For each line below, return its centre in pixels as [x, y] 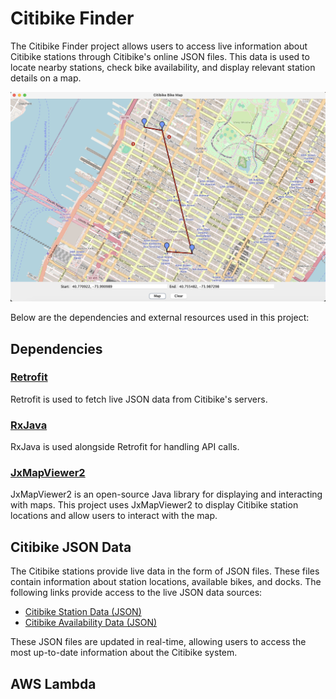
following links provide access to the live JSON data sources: [136, 593]
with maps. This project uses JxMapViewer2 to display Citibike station [154, 505]
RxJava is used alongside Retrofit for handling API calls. [125, 447]
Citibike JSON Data [71, 547]
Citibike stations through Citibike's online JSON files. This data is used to [160, 56]
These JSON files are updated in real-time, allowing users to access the [158, 642]
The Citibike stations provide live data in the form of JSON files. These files [165, 571]
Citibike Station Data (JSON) [83, 612]
